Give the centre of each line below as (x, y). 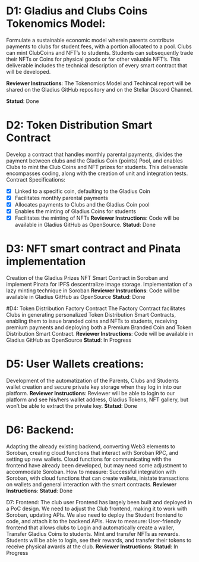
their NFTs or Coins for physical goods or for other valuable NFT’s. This (93, 59)
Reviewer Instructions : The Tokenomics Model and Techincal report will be (99, 83)
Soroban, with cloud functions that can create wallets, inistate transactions (97, 478)
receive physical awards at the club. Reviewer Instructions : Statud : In (92, 547)
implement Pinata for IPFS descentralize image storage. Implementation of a (99, 285)
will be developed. (29, 71)
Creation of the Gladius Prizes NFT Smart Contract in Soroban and (87, 278)
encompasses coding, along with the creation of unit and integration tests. (97, 173)
